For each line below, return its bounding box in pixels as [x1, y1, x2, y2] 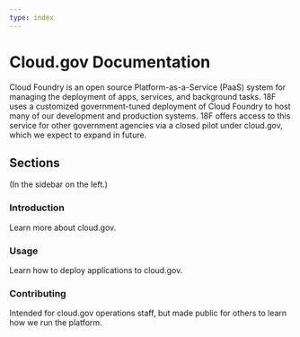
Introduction [9, 201, 65, 214]
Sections [9, 155, 60, 171]
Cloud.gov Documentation [9, 51, 211, 72]
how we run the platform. [9, 317, 102, 328]
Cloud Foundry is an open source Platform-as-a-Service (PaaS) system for [9, 82, 287, 93]
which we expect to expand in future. [9, 129, 147, 140]
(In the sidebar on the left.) [9, 179, 108, 190]
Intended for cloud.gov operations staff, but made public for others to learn [9, 307, 287, 319]
